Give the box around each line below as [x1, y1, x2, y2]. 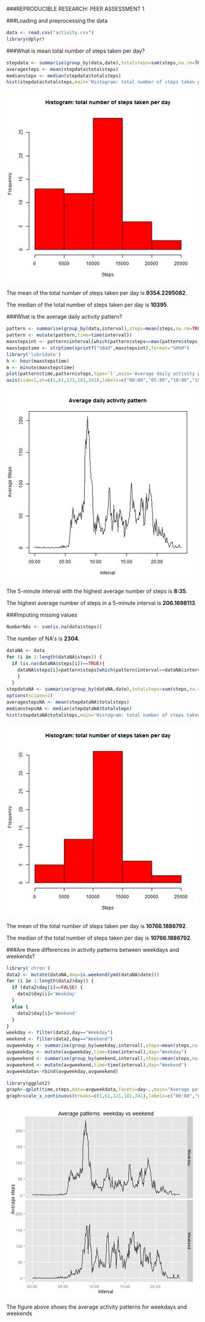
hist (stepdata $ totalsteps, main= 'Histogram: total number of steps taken [6, 79, 195, 85]
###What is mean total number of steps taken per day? [6, 47, 145, 54]
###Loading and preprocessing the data [6, 17, 108, 24]
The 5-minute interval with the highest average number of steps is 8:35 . [6, 587, 188, 595]
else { [12, 1003, 29, 1010]
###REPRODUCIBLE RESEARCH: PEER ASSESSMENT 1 [6, 6, 145, 12]
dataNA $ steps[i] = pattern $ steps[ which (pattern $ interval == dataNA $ [17, 667, 184, 673]
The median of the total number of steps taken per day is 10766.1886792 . [6, 934, 192, 941]
